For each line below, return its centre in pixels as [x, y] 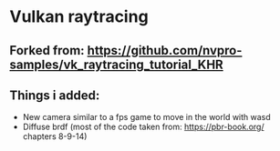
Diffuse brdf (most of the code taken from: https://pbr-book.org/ [143, 127]
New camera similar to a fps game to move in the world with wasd [146, 117]
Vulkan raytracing [79, 17]
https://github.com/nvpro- [165, 50]
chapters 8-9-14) [55, 136]
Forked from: [47, 50]
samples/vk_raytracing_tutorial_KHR [116, 64]
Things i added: [55, 95]
